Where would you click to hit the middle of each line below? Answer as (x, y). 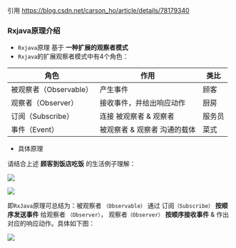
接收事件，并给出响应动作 (142, 103)
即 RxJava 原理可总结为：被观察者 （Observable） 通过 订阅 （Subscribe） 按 (115, 206)
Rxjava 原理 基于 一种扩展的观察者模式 (73, 48)
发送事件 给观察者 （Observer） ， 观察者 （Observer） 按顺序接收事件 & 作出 (121, 215)
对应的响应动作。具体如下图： (51, 224)
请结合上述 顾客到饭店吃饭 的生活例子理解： (72, 164)
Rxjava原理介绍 (34, 31)
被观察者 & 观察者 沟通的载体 (148, 130)
